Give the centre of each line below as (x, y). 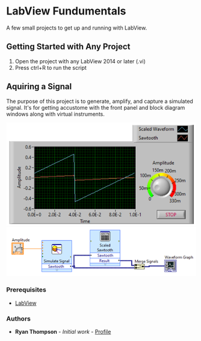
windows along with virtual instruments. (56, 114)
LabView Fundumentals (66, 11)
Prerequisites (26, 290)
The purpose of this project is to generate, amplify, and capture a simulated (100, 101)
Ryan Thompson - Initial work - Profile (63, 332)
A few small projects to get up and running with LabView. (77, 28)
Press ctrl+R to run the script (51, 67)
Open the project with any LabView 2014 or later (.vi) (80, 61)
